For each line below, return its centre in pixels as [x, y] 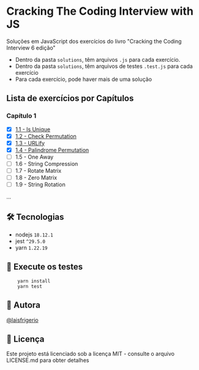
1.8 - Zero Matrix [36, 178]
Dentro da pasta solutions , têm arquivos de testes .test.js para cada [104, 66]
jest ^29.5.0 [30, 241]
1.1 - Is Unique [33, 129]
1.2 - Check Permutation [46, 136]
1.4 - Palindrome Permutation [52, 150]
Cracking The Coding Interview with [100, 11]
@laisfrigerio [22, 320]
